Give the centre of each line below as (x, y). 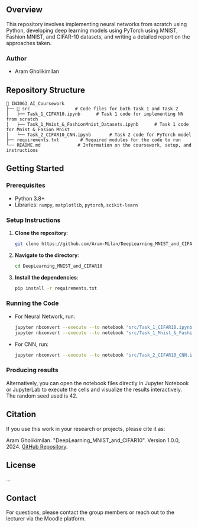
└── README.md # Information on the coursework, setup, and (99, 145)
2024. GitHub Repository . (37, 446)
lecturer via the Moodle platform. (46, 519)
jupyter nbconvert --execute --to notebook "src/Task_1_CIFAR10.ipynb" (105, 327)
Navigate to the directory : (47, 255)
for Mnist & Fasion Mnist (38, 129)
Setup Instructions (33, 220)
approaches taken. (29, 43)
